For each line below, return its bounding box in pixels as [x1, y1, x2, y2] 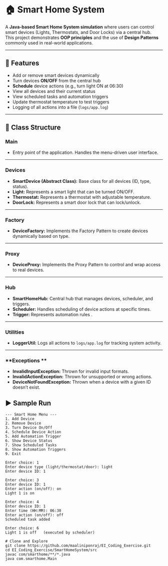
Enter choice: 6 [5, 526, 39, 531]
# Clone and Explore [5, 539, 48, 544]
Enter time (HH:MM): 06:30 [5, 508, 61, 514]
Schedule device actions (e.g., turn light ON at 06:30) [12, 83, 123, 89]
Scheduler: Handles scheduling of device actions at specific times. [12, 306, 151, 312]
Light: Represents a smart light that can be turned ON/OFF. [12, 188, 135, 195]
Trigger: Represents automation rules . [12, 311, 92, 317]
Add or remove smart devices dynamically [12, 72, 100, 78]
